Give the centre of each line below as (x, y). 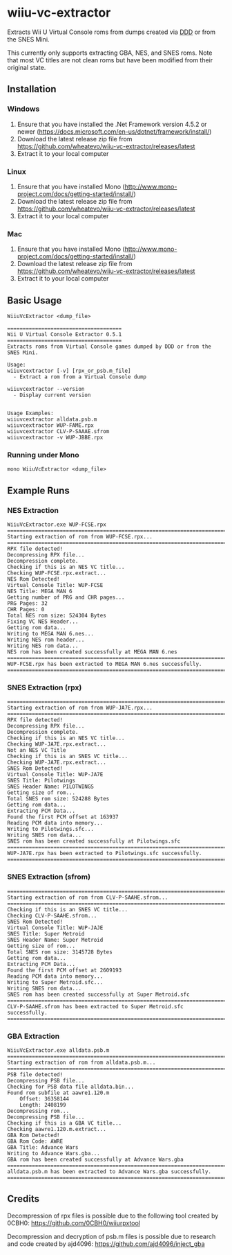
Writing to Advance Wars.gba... (54, 1153)
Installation (32, 89)
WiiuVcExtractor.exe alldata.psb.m (58, 1050)
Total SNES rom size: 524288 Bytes (58, 799)
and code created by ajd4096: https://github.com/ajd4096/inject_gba (106, 1244)
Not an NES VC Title (37, 751)
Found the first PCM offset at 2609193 (65, 970)
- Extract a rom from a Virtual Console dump (80, 377)
